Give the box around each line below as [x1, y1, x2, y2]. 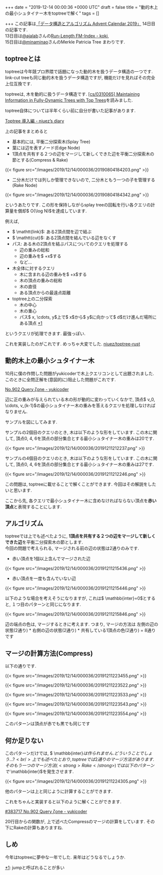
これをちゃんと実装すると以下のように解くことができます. [5, 799, 122, 805]
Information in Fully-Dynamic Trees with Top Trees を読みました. [5, 97, 133, 103]
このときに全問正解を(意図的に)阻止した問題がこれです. [5, 376, 116, 382]
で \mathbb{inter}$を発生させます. [5, 769, 74, 774]
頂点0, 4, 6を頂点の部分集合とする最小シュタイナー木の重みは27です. [16, 461, 154, 467]
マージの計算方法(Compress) [5, 649, 93, 657]
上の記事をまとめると [5, 128, 48, 134]
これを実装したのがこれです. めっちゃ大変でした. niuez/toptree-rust [5, 341, 140, 346]
